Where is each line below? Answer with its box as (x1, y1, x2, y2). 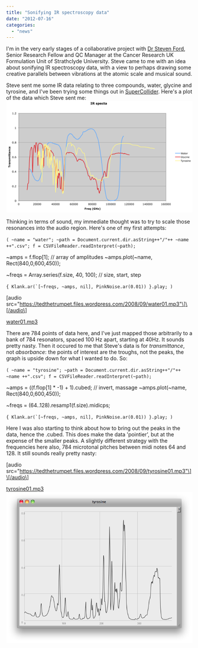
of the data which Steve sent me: (6, 95, 87, 102)
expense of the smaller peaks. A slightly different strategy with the (6, 437, 168, 444)
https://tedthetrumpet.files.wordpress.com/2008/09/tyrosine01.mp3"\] (20, 467, 192, 474)
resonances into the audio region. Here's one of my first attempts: (6, 224, 167, 231)
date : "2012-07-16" (6, 15, 54, 22)
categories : (6, 22, 35, 28)
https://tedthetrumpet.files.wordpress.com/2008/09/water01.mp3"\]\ (20, 300, 188, 307)
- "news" (11, 28, 33, 34)
